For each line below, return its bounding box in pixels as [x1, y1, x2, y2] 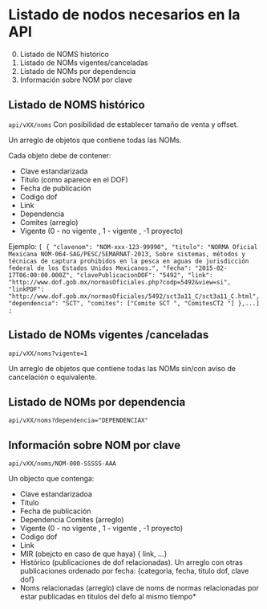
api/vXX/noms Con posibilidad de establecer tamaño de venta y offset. [8, 119, 239, 129]
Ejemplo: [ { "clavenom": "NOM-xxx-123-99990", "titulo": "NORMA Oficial [8, 241, 258, 251]
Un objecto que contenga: [8, 474, 95, 484]
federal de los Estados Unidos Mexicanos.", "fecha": [8, 264, 192, 272]
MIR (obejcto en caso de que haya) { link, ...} [19, 549, 168, 559]
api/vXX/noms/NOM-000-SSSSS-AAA [8, 460, 116, 468]
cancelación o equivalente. [8, 372, 98, 382]
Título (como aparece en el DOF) [19, 174, 128, 184]
